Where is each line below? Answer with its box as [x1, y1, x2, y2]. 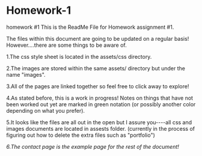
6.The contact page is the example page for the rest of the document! [6, 143, 179, 150]
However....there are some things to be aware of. [6, 41, 127, 49]
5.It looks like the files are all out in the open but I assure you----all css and [6, 118, 192, 126]
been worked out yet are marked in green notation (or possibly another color [6, 100, 196, 108]
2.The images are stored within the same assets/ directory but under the [6, 64, 185, 72]
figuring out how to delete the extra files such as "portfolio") [6, 131, 155, 139]
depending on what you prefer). [6, 107, 85, 114]
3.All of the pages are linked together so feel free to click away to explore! [6, 82, 189, 90]
